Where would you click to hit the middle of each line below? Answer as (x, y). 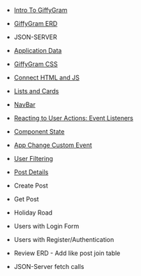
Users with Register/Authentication (64, 239)
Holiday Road (33, 213)
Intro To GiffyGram (40, 10)
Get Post (27, 199)
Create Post (31, 185)
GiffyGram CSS (36, 64)
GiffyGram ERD (36, 23)
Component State (39, 131)
